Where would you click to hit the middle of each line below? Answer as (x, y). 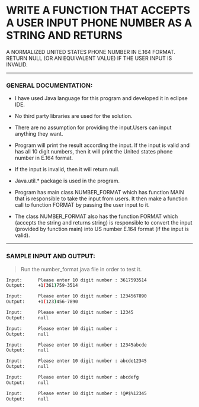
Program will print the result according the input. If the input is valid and (102, 145)
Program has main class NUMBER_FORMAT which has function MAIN (99, 193)
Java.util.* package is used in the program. (67, 181)
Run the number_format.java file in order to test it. (81, 269)
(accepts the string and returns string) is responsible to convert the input (103, 223)
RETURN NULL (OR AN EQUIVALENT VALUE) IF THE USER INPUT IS (89, 58)
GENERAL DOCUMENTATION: (49, 85)
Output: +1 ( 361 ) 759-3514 (42, 286)
